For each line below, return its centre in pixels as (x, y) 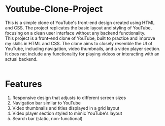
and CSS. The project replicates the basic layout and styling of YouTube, (79, 27)
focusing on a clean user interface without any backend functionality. (75, 33)
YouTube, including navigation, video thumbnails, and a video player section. (83, 49)
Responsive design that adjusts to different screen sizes (69, 98)
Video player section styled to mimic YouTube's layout (67, 113)
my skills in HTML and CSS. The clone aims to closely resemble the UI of (79, 43)
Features (24, 84)
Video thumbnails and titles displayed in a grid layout (66, 108)
